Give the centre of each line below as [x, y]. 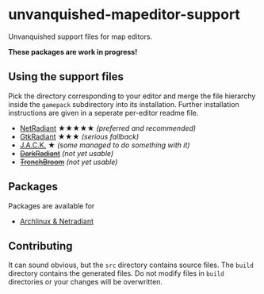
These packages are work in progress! [73, 52]
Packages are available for [52, 206]
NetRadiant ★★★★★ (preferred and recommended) [108, 128]
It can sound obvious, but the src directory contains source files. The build [131, 265]
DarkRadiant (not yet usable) [67, 153]
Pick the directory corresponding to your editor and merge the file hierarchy [132, 96]
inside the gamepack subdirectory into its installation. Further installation [124, 104]
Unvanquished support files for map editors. [80, 36]
